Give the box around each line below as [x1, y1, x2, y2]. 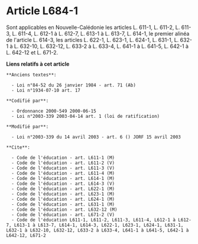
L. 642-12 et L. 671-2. [6, 49, 59, 56]
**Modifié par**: [6, 123, 49, 130]
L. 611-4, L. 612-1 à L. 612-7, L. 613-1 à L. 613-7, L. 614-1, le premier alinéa [12, 30, 190, 37]
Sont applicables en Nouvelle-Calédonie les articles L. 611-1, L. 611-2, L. [6, 24, 180, 31]
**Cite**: [6, 144, 31, 150]
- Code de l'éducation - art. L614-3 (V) [11, 181, 115, 187]
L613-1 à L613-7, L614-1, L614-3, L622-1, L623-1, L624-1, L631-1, [14, 222, 184, 228]
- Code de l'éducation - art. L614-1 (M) [11, 175, 115, 181]
